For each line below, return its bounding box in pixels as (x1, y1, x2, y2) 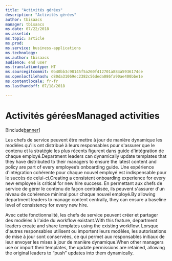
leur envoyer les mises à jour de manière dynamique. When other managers (5, 239, 164, 245)
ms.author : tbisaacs (5, 55, 50, 60)
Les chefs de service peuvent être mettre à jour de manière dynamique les (5, 136, 163, 143)
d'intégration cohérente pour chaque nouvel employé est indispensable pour (5, 169, 167, 175)
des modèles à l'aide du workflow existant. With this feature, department (5, 217, 158, 223)
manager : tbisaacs (5, 21, 45, 27)
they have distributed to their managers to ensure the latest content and (5, 158, 157, 164)
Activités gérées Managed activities (5, 110, 160, 122)
